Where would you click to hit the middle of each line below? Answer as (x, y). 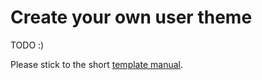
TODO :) (27, 45)
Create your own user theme (131, 17)
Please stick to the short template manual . (96, 64)
